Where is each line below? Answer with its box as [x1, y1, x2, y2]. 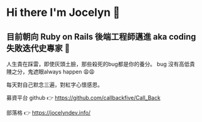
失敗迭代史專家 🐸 [6, 43, 70, 53]
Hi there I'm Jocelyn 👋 [6, 6, 121, 20]
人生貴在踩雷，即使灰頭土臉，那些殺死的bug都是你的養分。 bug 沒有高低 [6, 61, 190, 67]
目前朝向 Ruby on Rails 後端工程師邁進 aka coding [6, 31, 196, 42]
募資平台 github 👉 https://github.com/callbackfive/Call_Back [6, 94, 161, 101]
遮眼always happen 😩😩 [32, 68, 95, 75]
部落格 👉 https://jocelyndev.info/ [6, 109, 91, 116]
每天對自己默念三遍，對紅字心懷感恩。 [6, 81, 103, 88]
